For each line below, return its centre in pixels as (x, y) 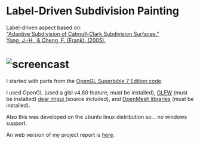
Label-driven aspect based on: (44, 27)
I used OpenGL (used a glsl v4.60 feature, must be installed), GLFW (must (97, 92)
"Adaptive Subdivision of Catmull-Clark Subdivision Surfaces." (83, 33)
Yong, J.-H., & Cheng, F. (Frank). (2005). (56, 40)
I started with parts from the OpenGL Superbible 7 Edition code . (84, 81)
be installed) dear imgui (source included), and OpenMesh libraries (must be (100, 99)
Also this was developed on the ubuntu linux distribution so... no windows (97, 117)
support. (17, 123)
